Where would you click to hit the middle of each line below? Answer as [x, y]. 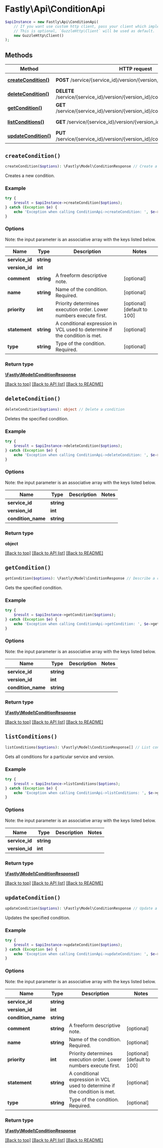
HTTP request [136, 69]
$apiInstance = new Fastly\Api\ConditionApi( [52, 22]
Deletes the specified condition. [37, 419]
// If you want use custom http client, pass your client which [80, 26]
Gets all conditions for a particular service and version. [60, 757]
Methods [19, 55]
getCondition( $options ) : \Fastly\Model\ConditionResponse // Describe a [80, 578]
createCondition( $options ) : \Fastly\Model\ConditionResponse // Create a [81, 166]
